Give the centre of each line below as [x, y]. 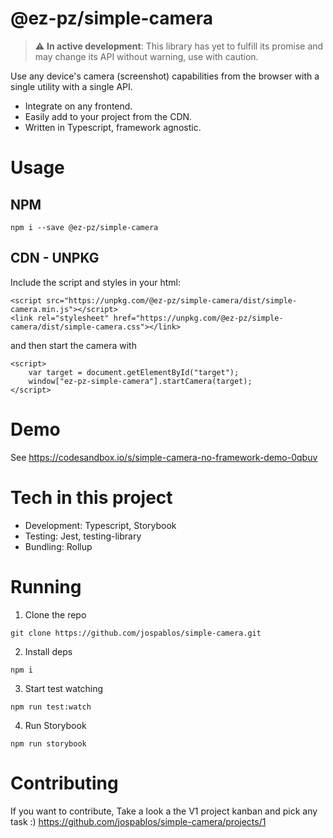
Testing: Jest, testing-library [83, 536]
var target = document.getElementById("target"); [134, 372]
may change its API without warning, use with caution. [146, 56]
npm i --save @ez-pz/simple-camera [84, 227]
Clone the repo [55, 614]
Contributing [64, 783]
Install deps [48, 651]
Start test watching [64, 688]
